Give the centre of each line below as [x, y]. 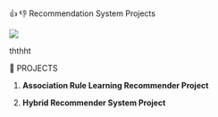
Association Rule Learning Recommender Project [115, 85]
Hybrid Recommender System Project [94, 103]
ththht [20, 51]
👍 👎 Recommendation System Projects [83, 13]
